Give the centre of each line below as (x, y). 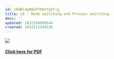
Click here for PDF (24, 51)
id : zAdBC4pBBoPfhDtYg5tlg (32, 9)
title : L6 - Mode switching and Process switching (57, 14)
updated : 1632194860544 (29, 23)
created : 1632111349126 (29, 27)
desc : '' (14, 18)
